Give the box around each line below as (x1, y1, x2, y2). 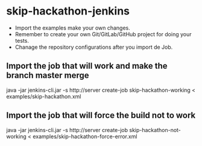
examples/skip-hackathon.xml (6, 92, 81, 100)
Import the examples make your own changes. (14, 24, 131, 31)
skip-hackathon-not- (129, 126, 181, 133)
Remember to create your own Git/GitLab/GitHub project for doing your (14, 30, 192, 37)
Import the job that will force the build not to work (6, 110, 196, 121)
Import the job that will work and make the (6, 61, 168, 71)
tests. (14, 37, 29, 44)
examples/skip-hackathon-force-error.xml (33, 133, 137, 140)
